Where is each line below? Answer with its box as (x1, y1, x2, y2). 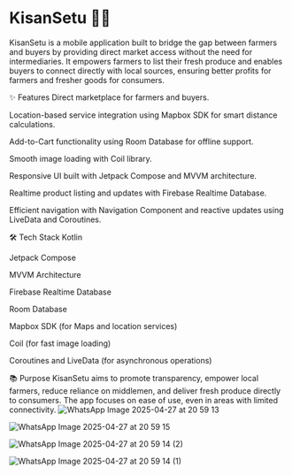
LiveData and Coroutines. (9, 214, 102, 225)
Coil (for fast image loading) (9, 338, 111, 349)
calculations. (9, 119, 56, 129)
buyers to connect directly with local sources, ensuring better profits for (9, 65, 272, 76)
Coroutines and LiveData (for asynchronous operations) (9, 355, 212, 365)
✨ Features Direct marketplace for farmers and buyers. (9, 92, 210, 103)
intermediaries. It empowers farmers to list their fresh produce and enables (9, 56, 283, 66)
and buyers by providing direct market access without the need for (9, 46, 253, 57)
